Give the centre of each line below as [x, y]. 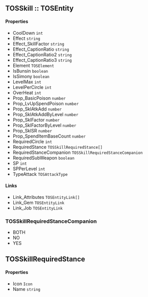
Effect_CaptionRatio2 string [42, 54]
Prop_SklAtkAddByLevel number [45, 114]
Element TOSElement [33, 65]
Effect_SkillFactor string [39, 43]
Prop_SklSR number [32, 130]
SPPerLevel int [29, 169]
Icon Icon [22, 284]
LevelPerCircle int [32, 87]
